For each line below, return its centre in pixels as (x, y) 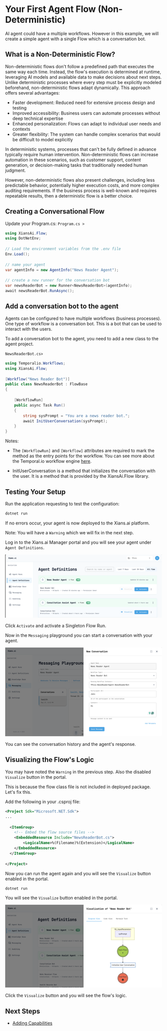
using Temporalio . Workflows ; (35, 363)
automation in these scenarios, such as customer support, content (73, 160)
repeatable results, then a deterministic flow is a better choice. (69, 196)
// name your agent (25, 265)
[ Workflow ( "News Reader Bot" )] (38, 379)
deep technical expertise (38, 118)
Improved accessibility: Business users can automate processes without (86, 113)
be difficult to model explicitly (42, 139)
